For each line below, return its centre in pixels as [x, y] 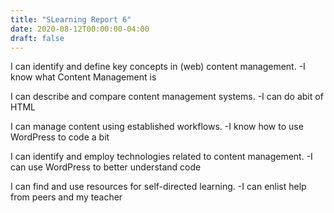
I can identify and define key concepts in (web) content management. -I [158, 67]
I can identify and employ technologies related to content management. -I [161, 157]
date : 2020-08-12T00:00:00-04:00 [80, 29]
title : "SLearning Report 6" [71, 19]
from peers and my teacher [66, 197]
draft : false [37, 38]
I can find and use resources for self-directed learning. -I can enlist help [158, 187]
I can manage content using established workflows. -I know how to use [157, 127]
